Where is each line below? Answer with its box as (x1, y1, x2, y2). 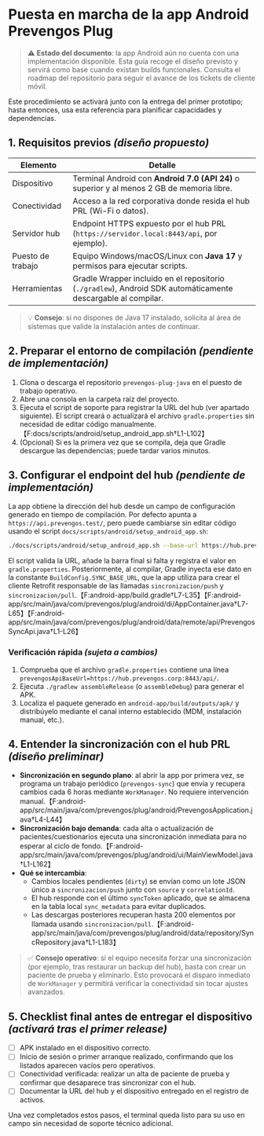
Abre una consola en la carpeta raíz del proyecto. (19, 394, 179, 404)
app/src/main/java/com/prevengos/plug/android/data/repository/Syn (31, 929, 254, 938)
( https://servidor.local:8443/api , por (72, 228, 218, 239)
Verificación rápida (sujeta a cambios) (8, 647, 158, 658)
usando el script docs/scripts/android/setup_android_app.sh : (8, 526, 209, 536)
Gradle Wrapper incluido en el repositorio (72, 273, 225, 284)
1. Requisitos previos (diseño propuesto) (8, 136, 210, 150)
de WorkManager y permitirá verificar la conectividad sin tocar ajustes (27, 979, 249, 988)
